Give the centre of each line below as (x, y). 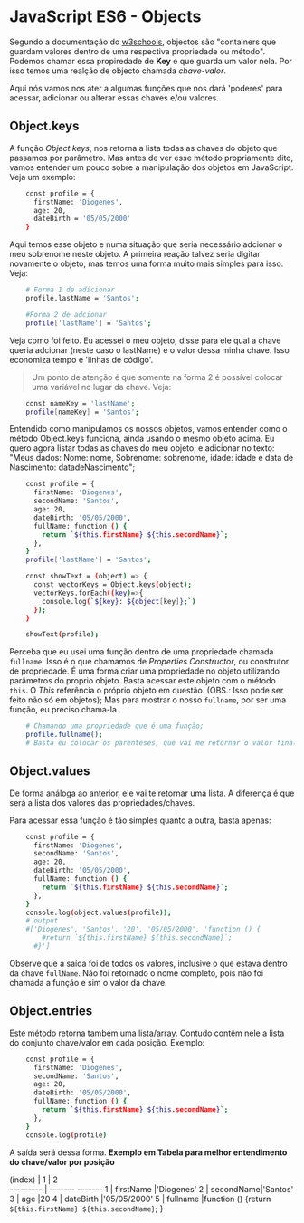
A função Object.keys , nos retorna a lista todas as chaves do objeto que (143, 148)
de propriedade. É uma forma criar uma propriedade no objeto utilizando (145, 671)
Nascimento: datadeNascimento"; (72, 467)
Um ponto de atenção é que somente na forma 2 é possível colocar (157, 377)
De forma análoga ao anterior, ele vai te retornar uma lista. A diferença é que (152, 793)
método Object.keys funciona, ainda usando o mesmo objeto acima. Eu (142, 439)
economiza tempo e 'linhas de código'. (81, 359)
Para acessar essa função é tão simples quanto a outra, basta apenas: (140, 820)
